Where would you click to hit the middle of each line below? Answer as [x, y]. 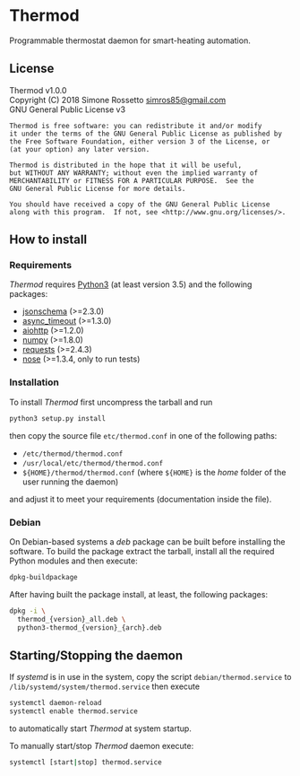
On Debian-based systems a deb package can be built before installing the [147, 541]
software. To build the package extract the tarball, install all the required [142, 551]
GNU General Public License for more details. [98, 188]
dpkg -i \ [28, 611]
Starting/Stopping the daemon [96, 655]
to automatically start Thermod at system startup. [101, 728]
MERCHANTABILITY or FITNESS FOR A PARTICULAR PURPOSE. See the [132, 180]
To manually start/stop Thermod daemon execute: [102, 745]
